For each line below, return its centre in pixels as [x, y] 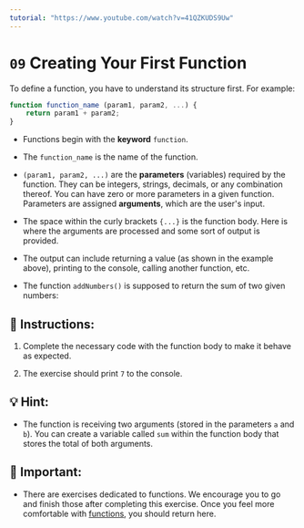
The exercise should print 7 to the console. [102, 373]
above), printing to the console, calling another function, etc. [136, 268]
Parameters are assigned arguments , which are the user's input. [144, 204]
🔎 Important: [46, 472]
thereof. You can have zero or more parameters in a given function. [148, 194]
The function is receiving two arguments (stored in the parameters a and [158, 424]
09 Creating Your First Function [128, 62]
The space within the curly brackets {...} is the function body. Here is [155, 222]
